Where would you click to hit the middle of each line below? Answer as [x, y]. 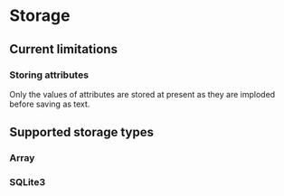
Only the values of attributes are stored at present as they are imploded [142, 94]
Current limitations [63, 49]
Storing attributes [49, 75]
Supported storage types [81, 132]
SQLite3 [28, 182]
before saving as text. [50, 104]
